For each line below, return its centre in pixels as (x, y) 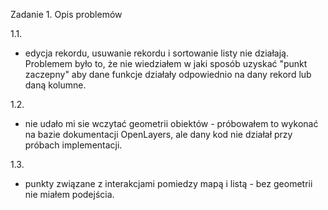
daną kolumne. (55, 85)
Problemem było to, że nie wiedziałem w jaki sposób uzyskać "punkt (166, 63)
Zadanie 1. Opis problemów (66, 14)
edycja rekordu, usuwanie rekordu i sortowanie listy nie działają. (156, 53)
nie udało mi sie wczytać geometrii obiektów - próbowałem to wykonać (171, 123)
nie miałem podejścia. (69, 194)
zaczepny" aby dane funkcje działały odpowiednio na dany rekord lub (168, 74)
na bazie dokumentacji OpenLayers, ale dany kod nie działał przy (158, 134)
